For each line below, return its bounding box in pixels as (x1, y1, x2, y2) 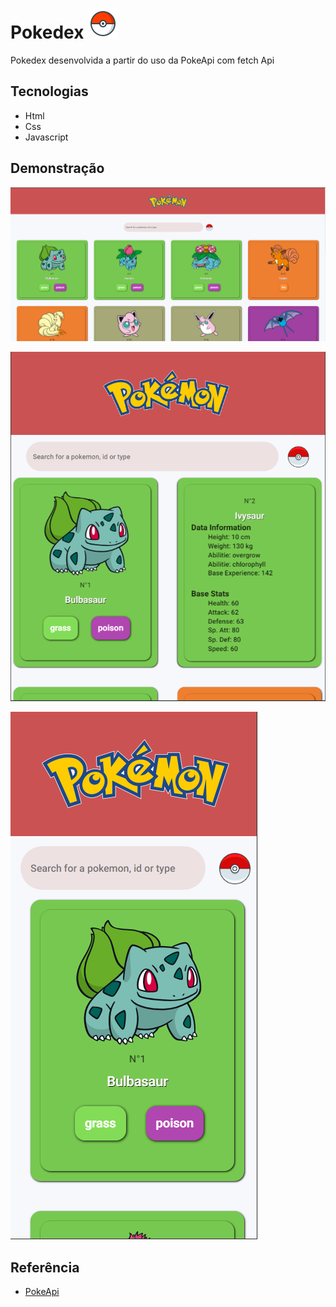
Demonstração (10, 160, 105, 177)
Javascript (24, 131, 69, 143)
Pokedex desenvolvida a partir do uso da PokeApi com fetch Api (10, 54, 275, 66)
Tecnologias (10, 83, 89, 100)
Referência (10, 1259, 80, 1276)
